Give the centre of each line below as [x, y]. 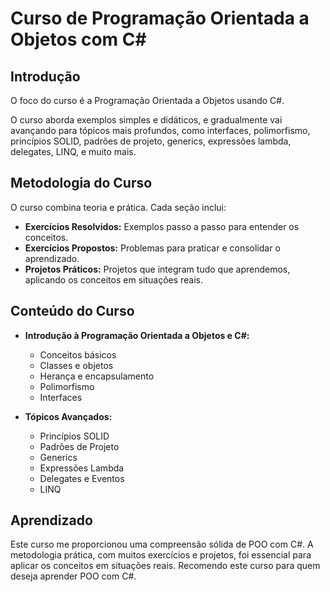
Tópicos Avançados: [68, 416]
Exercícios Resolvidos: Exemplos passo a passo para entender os [162, 226]
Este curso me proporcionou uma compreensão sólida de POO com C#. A [162, 544]
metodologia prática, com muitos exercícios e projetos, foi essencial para [161, 555]
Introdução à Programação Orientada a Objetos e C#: [137, 335]
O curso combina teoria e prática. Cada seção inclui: [118, 207]
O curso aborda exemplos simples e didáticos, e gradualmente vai [146, 120]
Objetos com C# [78, 39]
